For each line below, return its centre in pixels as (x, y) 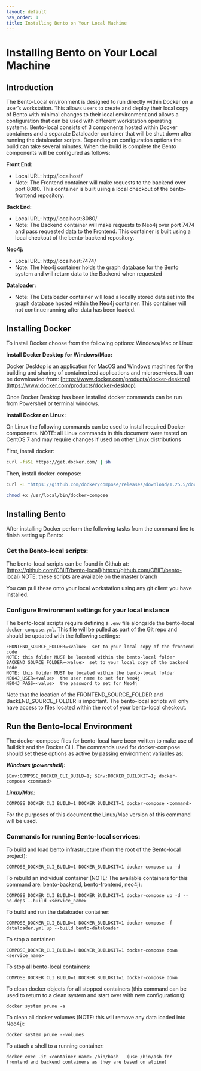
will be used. (22, 821)
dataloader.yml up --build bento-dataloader (63, 928)
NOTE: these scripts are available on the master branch (89, 576)
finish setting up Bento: (35, 535)
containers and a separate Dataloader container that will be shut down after (99, 134)
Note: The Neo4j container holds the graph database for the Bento (97, 267)
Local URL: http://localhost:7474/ (56, 261)
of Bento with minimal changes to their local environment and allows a (92, 115)
